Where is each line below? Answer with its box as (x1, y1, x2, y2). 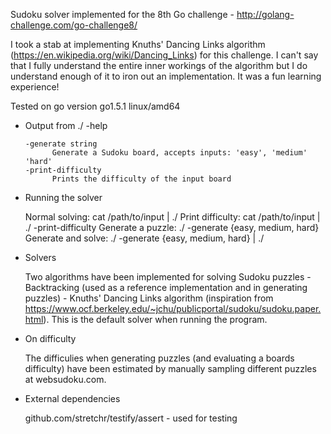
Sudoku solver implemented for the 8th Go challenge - (10, 9, 235, 20)
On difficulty (24, 333, 77, 344)
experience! (10, 81, 60, 93)
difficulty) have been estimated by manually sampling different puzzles (24, 363, 317, 374)
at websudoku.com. (24, 374, 107, 385)
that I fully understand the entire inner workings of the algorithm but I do (10, 60, 308, 71)
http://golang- (236, 9, 295, 20)
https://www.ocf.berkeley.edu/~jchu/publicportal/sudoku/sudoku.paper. (24, 303, 322, 314)
